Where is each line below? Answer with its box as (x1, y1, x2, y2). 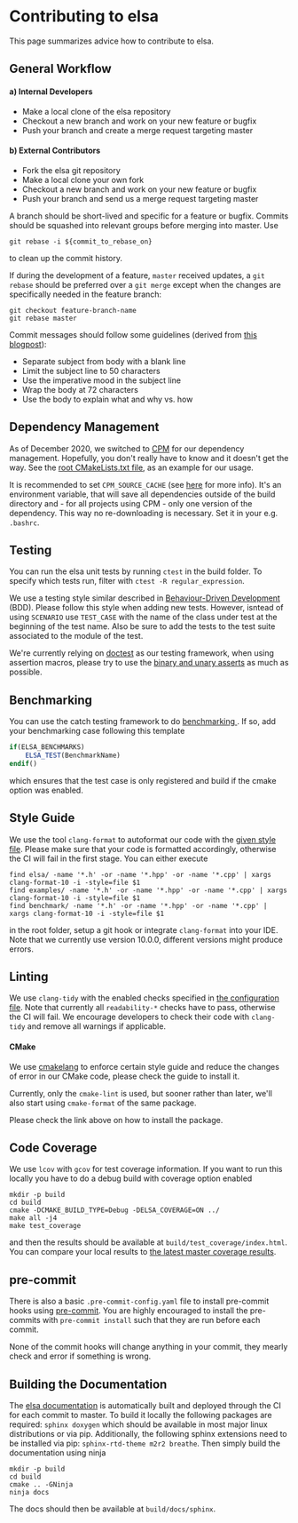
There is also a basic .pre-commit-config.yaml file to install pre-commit (9, 1296, 270, 1307)
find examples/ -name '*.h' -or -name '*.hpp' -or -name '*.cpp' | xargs (9, 886, 288, 895)
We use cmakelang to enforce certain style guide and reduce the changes (9, 1061, 279, 1072)
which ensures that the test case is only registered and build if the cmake (9, 775, 277, 785)
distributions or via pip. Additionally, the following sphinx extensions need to (9, 1429, 288, 1439)
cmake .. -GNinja (9, 1480, 74, 1489)
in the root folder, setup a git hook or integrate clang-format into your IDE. (9, 924, 278, 935)
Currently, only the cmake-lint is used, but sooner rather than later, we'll (9, 1088, 273, 1098)
